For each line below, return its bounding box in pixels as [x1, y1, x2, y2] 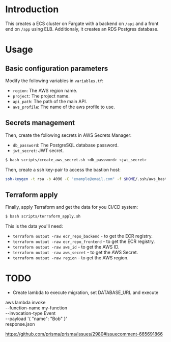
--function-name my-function [5, 305, 68, 311]
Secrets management [5, 118, 75, 127]
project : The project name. [12, 93, 70, 99]
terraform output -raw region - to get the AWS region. [12, 255, 129, 261]
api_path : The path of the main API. [12, 98, 88, 104]
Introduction [5, 4, 59, 15]
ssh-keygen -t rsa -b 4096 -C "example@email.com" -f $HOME [5, 176, 136, 182]
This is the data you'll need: [5, 223, 63, 229]
